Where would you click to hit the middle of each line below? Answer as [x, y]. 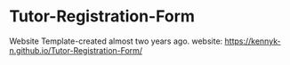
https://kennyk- [253, 41]
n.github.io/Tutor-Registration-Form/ [76, 50]
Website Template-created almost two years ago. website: [116, 41]
